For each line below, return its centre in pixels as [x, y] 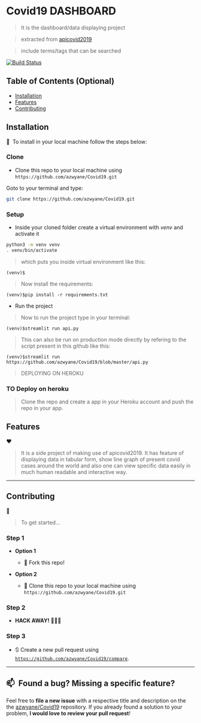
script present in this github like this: [66, 346]
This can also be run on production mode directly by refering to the [103, 339]
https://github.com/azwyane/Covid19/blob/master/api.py [77, 362]
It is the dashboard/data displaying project [73, 28]
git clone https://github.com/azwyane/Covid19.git [71, 199]
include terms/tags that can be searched [71, 51]
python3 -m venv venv [33, 245]
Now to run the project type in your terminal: [75, 317]
